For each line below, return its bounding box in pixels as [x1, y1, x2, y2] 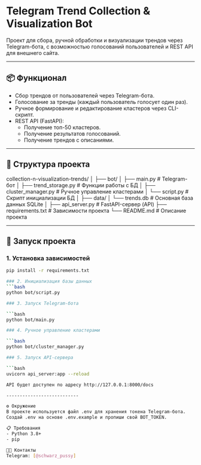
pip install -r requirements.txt [6, 268, 90, 274]
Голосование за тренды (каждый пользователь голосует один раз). [14, 98, 188, 105]
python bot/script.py [6, 289, 60, 295]
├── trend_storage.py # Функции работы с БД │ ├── [20, 181, 156, 189]
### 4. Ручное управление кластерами [6, 328, 100, 334]
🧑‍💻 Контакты [6, 447, 36, 453]
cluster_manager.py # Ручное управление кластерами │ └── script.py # [6, 188, 189, 195]
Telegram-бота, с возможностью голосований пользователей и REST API [6, 43, 193, 50]
